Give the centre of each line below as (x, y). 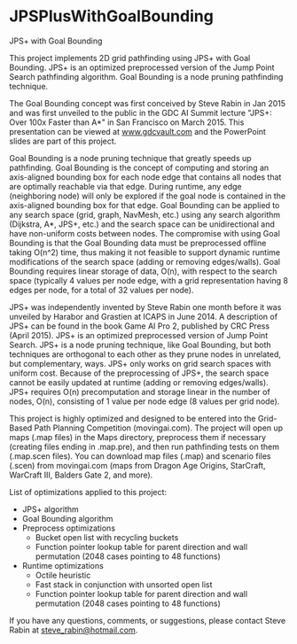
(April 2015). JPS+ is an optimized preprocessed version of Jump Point (139, 335)
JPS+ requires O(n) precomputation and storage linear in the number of (140, 392)
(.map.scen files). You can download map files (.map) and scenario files (140, 456)
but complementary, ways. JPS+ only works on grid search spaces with (141, 363)
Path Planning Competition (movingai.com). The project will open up (159, 428)
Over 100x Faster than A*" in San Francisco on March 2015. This (127, 122)
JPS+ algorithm (51, 509)
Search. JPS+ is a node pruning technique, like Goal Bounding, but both (141, 345)
